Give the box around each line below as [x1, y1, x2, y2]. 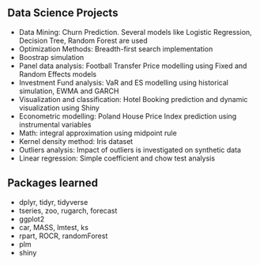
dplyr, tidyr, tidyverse [18, 197, 89, 206]
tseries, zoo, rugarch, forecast [18, 206, 118, 215]
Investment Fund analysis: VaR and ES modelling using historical [18, 78, 228, 87]
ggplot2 [18, 214, 45, 224]
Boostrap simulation [18, 52, 85, 62]
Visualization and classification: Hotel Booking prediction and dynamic [18, 94, 248, 104]
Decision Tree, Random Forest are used [18, 36, 148, 45]
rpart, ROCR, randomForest [18, 231, 108, 240]
